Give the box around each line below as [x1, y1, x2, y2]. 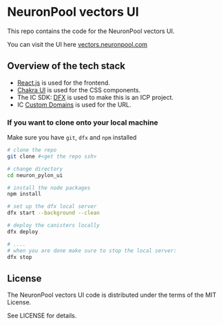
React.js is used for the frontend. [17, 78, 110, 87]
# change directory [7, 165, 63, 172]
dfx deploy [7, 228, 39, 235]
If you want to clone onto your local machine [7, 118, 158, 127]
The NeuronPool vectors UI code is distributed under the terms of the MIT [7, 291, 217, 300]
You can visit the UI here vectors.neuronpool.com [7, 40, 148, 48]
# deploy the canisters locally [7, 222, 100, 229]
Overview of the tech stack [7, 60, 126, 72]
